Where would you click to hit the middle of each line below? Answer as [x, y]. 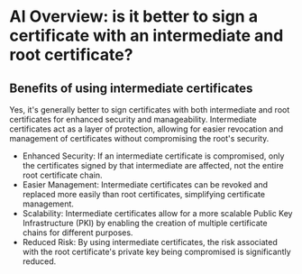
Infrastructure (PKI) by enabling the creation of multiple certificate [145, 223]
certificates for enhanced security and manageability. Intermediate [133, 119]
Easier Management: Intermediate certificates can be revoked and [145, 185]
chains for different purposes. [78, 233]
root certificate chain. [62, 175]
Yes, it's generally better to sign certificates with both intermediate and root [150, 110]
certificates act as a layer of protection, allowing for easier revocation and [146, 129]
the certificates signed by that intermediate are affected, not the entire [153, 165]
